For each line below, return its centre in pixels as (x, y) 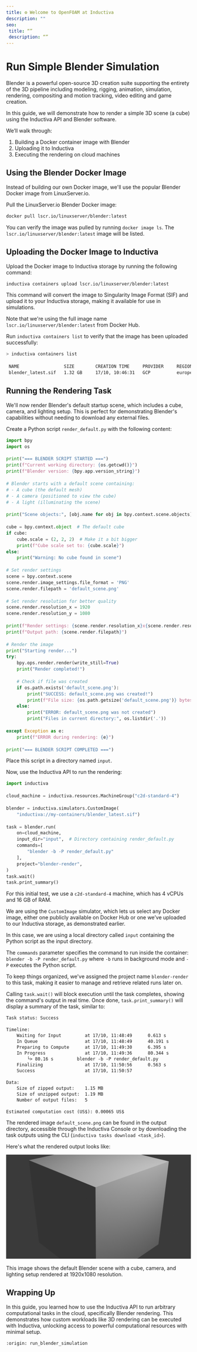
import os (18, 446)
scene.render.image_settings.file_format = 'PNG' (68, 582)
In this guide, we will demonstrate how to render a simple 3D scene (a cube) (98, 113)
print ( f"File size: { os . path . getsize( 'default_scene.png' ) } (102, 700)
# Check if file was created (52, 681)
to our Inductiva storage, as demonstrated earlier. (66, 924)
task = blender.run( (31, 827)
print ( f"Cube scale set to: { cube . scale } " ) (71, 545)
